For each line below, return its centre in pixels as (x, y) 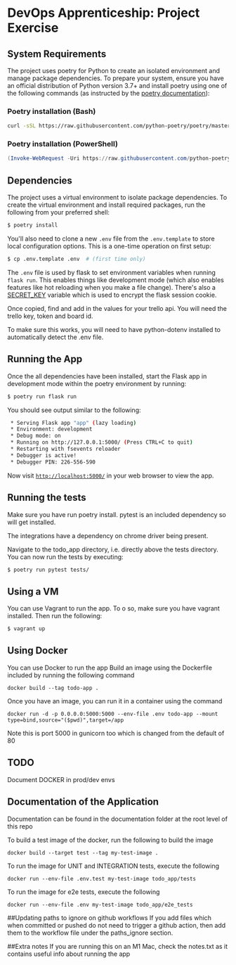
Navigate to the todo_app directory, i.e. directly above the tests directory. (113, 549)
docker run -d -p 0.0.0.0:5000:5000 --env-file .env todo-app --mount (113, 714)
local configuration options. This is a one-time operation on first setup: (110, 246)
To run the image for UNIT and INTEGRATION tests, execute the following (113, 866)
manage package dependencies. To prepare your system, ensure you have (116, 78)
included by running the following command (71, 675)
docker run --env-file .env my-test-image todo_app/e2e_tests (100, 905)
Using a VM (33, 591)
